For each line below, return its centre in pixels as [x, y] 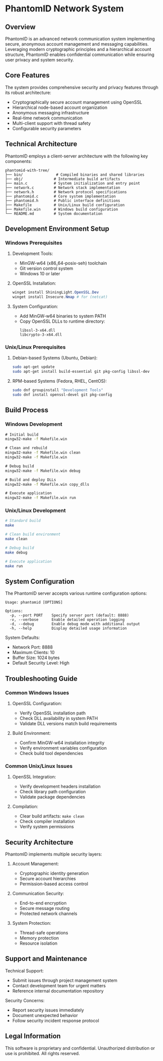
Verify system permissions [47, 827]
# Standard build [23, 521]
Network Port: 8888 [32, 647]
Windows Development [34, 424]
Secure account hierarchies [48, 879]
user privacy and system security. [40, 60]
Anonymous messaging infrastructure [51, 112]
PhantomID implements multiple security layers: [54, 854]
